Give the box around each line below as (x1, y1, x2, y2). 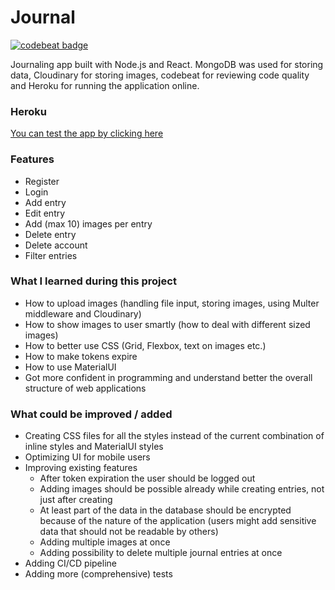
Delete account (24, 239, 88, 251)
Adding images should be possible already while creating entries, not (39, 483, 325, 495)
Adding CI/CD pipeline (24, 557, 117, 570)
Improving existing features (24, 462, 138, 474)
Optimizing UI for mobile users (24, 451, 151, 463)
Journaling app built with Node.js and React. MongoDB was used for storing (10, 58, 324, 70)
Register (24, 175, 60, 187)
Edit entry (24, 207, 66, 219)
